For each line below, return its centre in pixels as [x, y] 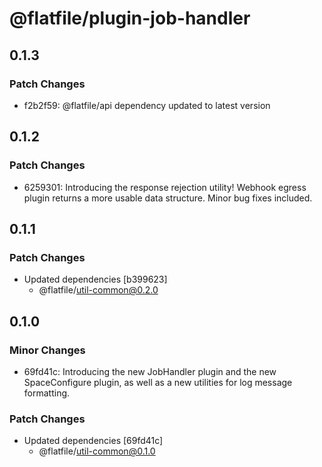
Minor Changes [47, 350]
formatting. [47, 393]
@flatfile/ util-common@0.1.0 [97, 451]
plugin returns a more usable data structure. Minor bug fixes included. [168, 198]
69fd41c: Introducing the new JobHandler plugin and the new [150, 371]
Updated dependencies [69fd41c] [93, 441]
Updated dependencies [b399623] [95, 279]
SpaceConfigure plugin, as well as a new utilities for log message [158, 382]
